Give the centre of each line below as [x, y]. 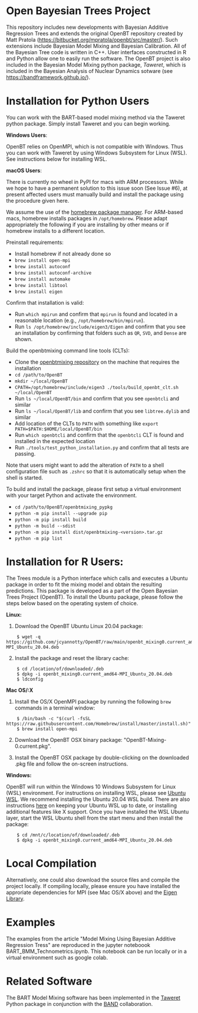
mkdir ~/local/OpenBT [41, 381]
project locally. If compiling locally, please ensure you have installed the [93, 886]
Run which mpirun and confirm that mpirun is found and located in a [96, 314]
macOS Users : [24, 170]
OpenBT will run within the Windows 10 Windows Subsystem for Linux [91, 786]
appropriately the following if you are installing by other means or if [88, 225]
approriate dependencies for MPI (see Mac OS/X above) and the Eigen [92, 892]
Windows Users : [27, 135]
